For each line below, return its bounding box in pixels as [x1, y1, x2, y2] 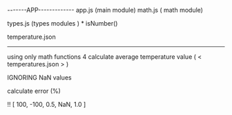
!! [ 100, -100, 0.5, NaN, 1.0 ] [7, 100, 86, 108]
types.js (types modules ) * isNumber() [7, 19, 118, 27]
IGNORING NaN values [7, 73, 72, 82]
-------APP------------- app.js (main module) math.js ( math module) [7, 6, 204, 14]
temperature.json [7, 33, 57, 41]
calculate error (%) [7, 87, 61, 95]
